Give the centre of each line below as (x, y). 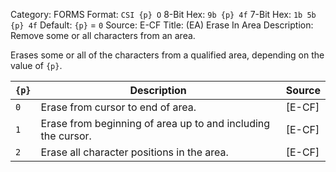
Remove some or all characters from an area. (103, 35)
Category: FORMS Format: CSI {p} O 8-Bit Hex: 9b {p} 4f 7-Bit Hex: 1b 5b (163, 14)
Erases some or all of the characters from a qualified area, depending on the (167, 55)
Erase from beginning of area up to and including (155, 123)
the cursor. (66, 136)
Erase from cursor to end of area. (118, 107)
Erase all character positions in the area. (134, 152)
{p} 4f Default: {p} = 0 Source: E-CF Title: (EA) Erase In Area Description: (162, 25)
